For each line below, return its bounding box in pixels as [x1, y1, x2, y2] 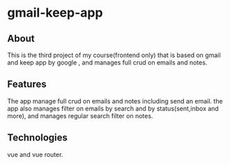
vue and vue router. [7, 150, 63, 158]
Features [7, 79, 47, 90]
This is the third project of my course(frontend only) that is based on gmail [7, 51, 221, 59]
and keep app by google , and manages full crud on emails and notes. [7, 58, 208, 67]
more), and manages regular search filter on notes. [7, 111, 153, 120]
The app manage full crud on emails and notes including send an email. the [7, 97, 223, 105]
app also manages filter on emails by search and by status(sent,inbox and [7, 104, 220, 113]
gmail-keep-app [7, 5, 103, 21]
